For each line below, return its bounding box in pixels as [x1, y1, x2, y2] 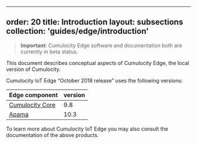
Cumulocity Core [9, 101, 56, 109]
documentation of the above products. [6, 131, 99, 138]
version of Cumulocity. [6, 66, 61, 73]
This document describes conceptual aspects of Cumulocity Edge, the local [6, 59, 189, 66]
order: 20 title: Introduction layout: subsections [6, 17, 184, 27]
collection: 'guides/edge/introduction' [6, 26, 149, 36]
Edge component [9, 91, 58, 99]
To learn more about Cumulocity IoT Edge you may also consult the [6, 125, 168, 132]
